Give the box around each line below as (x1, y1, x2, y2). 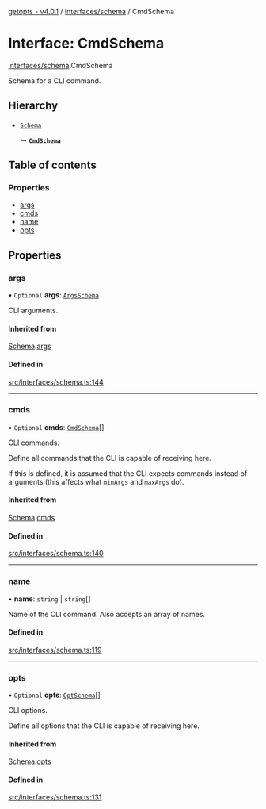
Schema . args (8, 341, 51, 351)
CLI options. (8, 706, 47, 715)
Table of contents (8, 159, 97, 172)
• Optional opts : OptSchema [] (8, 690, 101, 700)
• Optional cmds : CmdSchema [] (8, 422, 104, 431)
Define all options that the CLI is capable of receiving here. (8, 721, 200, 730)
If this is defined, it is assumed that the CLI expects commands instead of (8, 468, 248, 478)
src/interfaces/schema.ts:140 (8, 549, 104, 558)
